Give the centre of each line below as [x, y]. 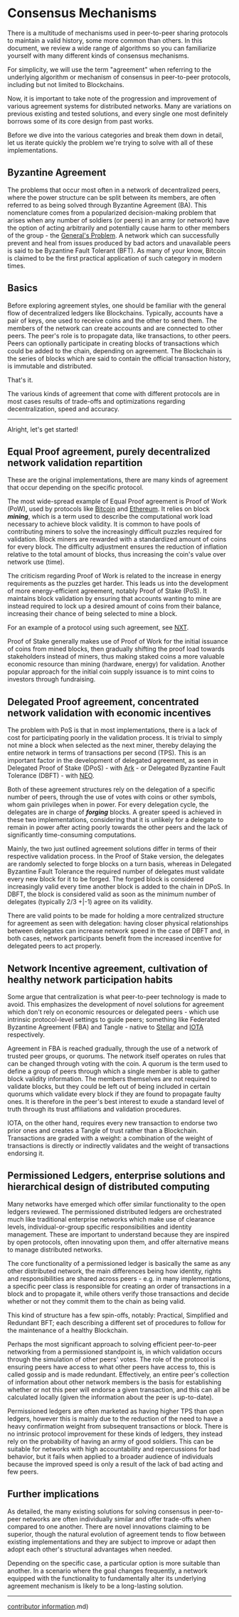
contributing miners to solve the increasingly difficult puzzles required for [115, 532]
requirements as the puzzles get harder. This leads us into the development [118, 584]
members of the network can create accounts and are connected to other [115, 328]
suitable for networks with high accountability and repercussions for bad [114, 1449]
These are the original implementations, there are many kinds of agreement [118, 480]
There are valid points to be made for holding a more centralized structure [116, 916]
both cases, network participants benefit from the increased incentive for [115, 938]
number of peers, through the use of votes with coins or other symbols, [112, 797]
